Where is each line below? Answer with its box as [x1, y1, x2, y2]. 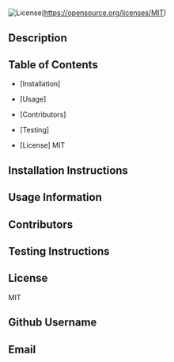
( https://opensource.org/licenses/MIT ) [41, 8, 167, 17]
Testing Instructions [8, 245, 110, 258]
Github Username [8, 316, 97, 329]
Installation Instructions [8, 164, 129, 177]
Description [8, 31, 67, 44]
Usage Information [8, 191, 103, 204]
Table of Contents [8, 58, 99, 71]
